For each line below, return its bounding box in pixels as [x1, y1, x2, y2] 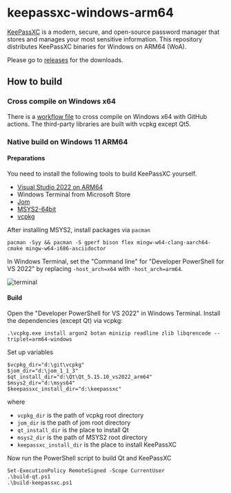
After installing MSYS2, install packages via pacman [7, 225, 150, 234]
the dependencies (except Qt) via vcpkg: [7, 316, 123, 324]
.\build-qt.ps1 [7, 473, 51, 480]
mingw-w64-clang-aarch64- [137, 239, 212, 246]
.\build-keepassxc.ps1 [7, 479, 72, 486]
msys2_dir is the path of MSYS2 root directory [17, 433, 148, 441]
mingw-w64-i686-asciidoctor [25, 245, 107, 252]
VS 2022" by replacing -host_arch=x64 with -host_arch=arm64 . [7, 264, 183, 272]
